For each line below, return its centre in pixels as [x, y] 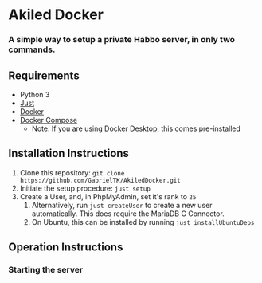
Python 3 [35, 94]
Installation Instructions [69, 153]
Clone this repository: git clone [72, 172]
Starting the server [46, 270]
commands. [32, 49]
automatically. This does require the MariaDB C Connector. [128, 214]
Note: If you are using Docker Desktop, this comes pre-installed [136, 128]
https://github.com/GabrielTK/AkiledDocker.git [100, 180]
